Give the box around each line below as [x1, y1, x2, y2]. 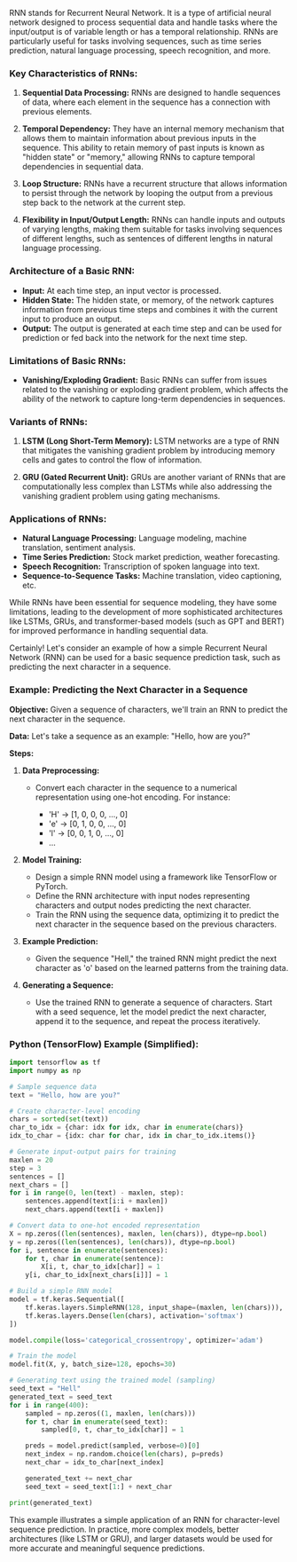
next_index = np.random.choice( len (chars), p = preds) [25, 1450, 224, 1459]
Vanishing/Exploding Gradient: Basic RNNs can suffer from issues [21, 375, 268, 385]
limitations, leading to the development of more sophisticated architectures [9, 607, 284, 618]
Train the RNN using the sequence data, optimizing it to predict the [35, 909, 279, 919]
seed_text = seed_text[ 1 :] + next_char [25, 1482, 173, 1491]
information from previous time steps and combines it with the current [21, 304, 277, 314]
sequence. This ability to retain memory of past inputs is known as [21, 142, 265, 154]
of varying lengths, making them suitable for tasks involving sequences [21, 224, 283, 234]
